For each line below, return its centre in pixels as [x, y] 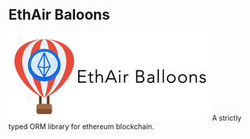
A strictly [227, 117]
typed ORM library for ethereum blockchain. [81, 126]
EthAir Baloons [59, 15]
